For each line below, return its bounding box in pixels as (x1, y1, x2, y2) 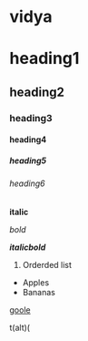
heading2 (9, 84, 65, 99)
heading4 (9, 134, 47, 145)
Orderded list (22, 259, 73, 270)
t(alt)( (9, 322, 30, 333)
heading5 (9, 155, 47, 166)
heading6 (9, 178, 45, 189)
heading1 (9, 48, 80, 69)
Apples (22, 276, 50, 288)
